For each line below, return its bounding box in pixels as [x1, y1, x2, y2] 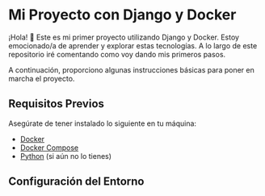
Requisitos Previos [8, 97, 105, 111]
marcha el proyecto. [8, 73, 75, 83]
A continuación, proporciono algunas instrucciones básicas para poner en [8, 65, 254, 74]
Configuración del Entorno [8, 175, 145, 189]
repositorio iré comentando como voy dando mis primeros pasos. [8, 49, 226, 59]
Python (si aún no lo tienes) [19, 151, 111, 161]
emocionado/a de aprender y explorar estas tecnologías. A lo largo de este [8, 40, 258, 50]
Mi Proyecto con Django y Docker [8, 6, 237, 24]
